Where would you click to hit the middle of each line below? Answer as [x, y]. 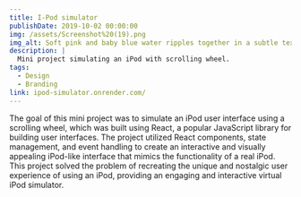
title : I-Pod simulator [54, 17]
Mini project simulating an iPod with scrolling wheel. [124, 59]
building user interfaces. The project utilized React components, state [138, 137]
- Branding [38, 84]
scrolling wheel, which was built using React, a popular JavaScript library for [150, 127]
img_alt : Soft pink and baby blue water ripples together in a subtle [144, 43]
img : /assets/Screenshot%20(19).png [77, 34]
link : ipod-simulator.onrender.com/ [77, 92]
